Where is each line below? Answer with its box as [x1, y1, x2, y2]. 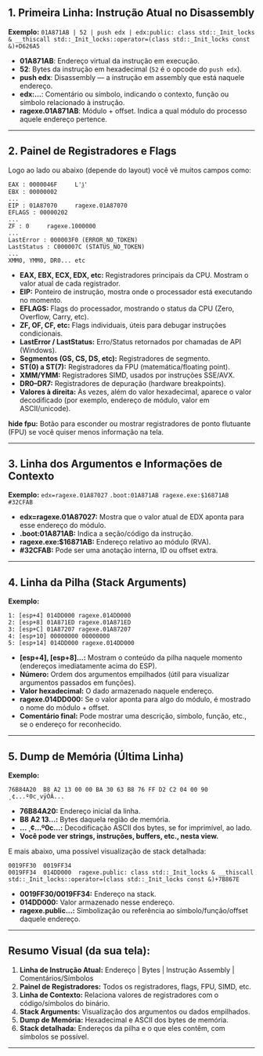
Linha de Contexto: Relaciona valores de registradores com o [19, 990, 219, 1000]
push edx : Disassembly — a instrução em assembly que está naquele [19, 72, 245, 82]
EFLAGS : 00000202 [8, 208, 68, 217]
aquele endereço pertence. [19, 114, 108, 124]
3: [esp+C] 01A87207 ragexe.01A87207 [8, 625, 131, 634]
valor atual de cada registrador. [19, 279, 121, 288]
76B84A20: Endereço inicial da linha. [19, 807, 141, 816]
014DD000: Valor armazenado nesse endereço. [19, 898, 175, 907]
